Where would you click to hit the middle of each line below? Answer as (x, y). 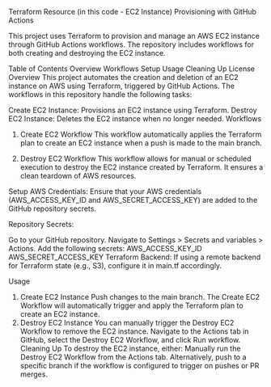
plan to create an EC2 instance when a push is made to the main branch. (141, 143)
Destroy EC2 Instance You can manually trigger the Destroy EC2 (127, 323)
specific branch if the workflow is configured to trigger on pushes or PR (140, 366)
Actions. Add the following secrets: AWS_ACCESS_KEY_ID (105, 248)
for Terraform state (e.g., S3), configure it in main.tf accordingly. (115, 265)
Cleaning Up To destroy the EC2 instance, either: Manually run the (130, 348)
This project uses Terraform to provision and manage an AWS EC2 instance (134, 36)
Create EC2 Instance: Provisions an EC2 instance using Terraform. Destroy (133, 110)
